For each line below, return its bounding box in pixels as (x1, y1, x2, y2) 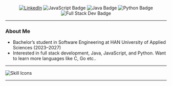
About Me (5, 27, 31, 35)
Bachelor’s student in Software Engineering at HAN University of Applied (12, 39, 166, 45)
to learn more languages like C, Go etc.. (12, 55, 96, 62)
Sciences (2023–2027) (12, 45, 61, 51)
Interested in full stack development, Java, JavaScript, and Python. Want (12, 50, 166, 56)
